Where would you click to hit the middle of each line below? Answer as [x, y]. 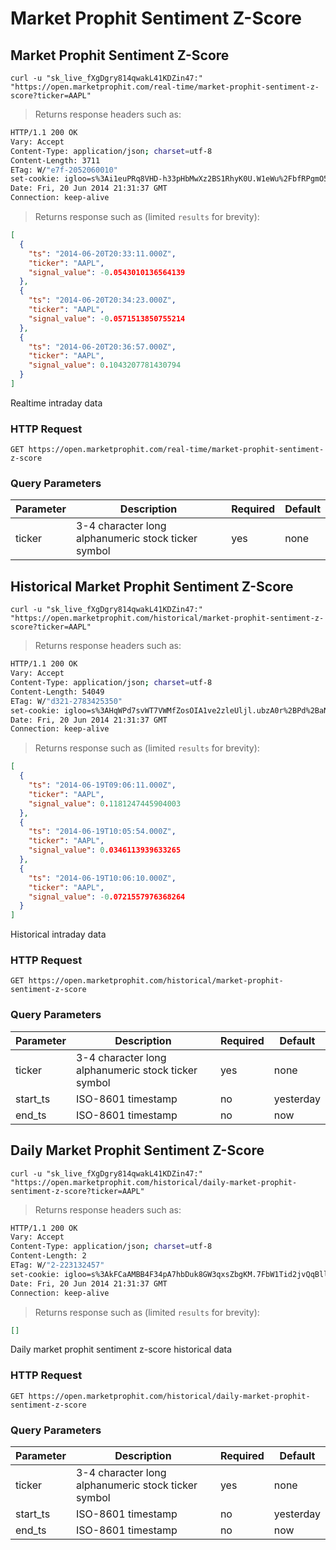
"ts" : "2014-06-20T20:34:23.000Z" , [102, 300]
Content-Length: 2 [48, 1256]
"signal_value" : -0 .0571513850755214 [107, 318]
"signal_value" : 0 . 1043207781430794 [105, 365]
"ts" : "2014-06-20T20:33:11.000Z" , [102, 253]
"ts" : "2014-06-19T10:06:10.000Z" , [102, 878]
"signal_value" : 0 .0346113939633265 [105, 850]
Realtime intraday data [56, 403]
